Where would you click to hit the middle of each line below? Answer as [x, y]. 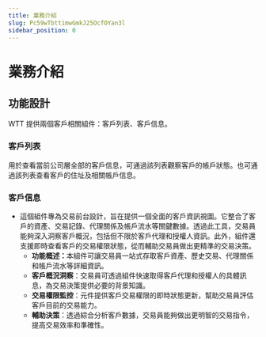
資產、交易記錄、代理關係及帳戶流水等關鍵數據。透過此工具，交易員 [144, 225]
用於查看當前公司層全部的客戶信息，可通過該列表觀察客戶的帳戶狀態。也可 [129, 165]
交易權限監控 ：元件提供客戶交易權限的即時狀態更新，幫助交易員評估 [142, 295]
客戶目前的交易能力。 [66, 305]
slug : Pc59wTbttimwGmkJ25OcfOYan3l [67, 23]
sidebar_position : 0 [42, 30]
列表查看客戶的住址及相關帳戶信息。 [81, 175]
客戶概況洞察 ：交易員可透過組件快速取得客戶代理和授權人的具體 [135, 275]
